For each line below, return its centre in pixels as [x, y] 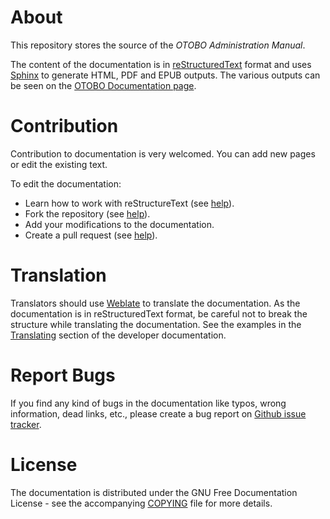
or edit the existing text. [59, 164]
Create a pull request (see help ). [91, 235]
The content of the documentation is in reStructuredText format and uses [161, 64]
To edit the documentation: [66, 183]
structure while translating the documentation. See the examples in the [156, 324]
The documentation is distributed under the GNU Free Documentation [154, 492]
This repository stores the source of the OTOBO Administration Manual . [158, 45]
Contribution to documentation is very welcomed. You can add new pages [163, 153]
